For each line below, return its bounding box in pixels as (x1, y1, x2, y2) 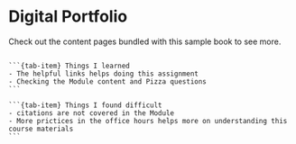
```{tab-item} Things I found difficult (8, 101, 163, 110)
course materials (8, 124, 74, 133)
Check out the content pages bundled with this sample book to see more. (8, 36, 282, 47)
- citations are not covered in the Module (8, 108, 175, 118)
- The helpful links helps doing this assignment (8, 69, 199, 78)
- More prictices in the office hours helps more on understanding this (8, 116, 288, 125)
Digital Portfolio (8, 6, 128, 27)
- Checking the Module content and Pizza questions (8, 76, 207, 86)
